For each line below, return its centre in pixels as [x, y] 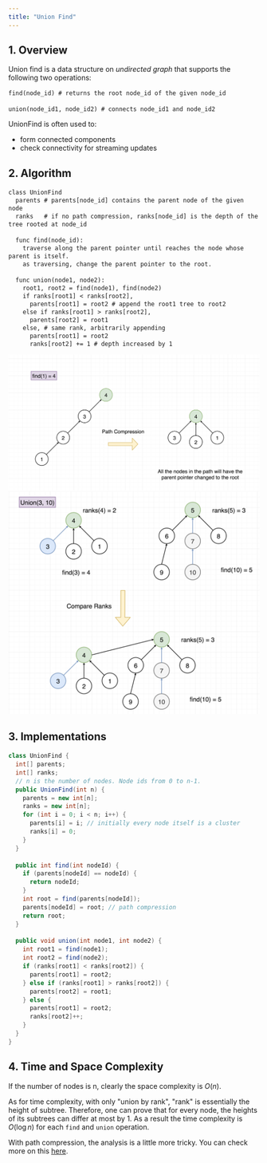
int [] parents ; [41, 765]
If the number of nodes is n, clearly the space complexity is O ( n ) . [115, 1086]
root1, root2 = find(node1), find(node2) [92, 288]
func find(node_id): [49, 240]
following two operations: [50, 78]
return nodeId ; [55, 882]
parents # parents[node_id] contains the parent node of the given [130, 201]
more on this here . [38, 1151]
